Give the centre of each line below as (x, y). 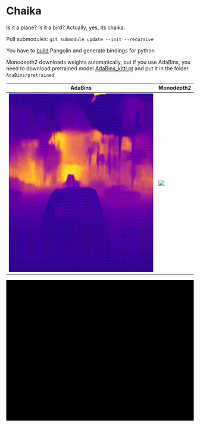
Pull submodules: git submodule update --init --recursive (80, 39)
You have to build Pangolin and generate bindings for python (80, 50)
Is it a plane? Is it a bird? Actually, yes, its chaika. (66, 27)
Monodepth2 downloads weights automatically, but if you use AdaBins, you (99, 62)
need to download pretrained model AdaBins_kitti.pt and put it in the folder (98, 68)
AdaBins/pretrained (30, 75)
